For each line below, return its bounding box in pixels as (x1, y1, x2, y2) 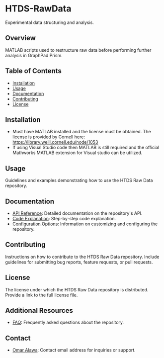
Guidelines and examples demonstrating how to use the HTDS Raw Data (5, 178, 153, 183)
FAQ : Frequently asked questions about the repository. (12, 319, 124, 326)
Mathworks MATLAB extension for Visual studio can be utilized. (12, 150, 143, 156)
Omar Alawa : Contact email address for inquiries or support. (12, 347, 136, 353)
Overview (5, 34, 36, 42)
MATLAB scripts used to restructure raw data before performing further (5, 47, 152, 53)
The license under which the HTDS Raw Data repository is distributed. (5, 286, 149, 292)
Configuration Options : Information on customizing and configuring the (12, 221, 158, 227)
